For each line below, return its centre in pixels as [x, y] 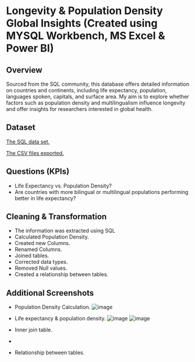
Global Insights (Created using [82, 23]
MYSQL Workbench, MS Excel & [86, 36]
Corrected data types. [41, 262]
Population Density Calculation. [53, 307]
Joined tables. [32, 256]
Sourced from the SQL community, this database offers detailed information [98, 84]
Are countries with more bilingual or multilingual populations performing [102, 192]
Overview [24, 70]
